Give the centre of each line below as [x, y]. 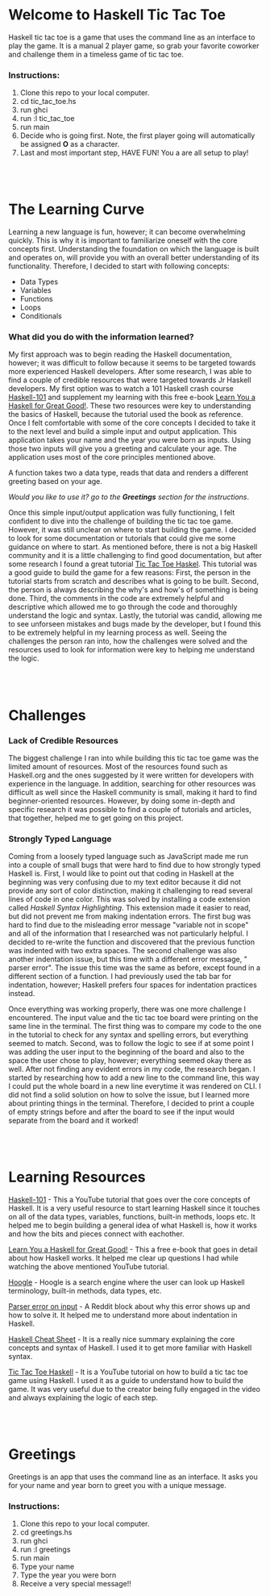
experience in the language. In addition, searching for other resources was [132, 783]
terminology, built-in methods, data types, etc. [85, 1291]
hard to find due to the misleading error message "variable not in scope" [129, 925]
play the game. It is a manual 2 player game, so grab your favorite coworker [134, 45]
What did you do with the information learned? [102, 337]
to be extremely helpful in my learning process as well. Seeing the [118, 633]
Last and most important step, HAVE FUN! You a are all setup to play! [134, 153]
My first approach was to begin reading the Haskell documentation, [120, 354]
